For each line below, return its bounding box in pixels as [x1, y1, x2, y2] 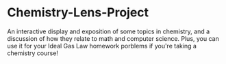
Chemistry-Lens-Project [7, 5, 149, 20]
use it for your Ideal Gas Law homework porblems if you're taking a [7, 42, 197, 50]
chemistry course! [7, 49, 58, 57]
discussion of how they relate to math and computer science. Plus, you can [7, 34, 219, 42]
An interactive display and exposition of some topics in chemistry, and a [7, 27, 210, 35]
